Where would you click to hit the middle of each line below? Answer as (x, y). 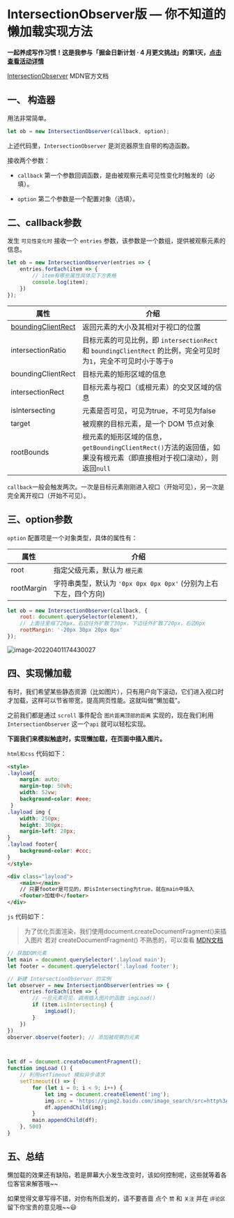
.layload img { (29, 812)
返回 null (97, 468)
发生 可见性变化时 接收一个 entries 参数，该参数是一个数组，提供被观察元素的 (117, 241)
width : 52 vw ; (39, 793)
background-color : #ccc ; (56, 851)
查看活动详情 (25, 61)
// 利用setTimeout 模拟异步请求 (62, 1075)
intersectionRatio (38, 350)
